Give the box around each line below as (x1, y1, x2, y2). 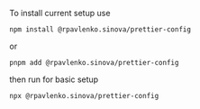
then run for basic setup (9, 74, 99, 85)
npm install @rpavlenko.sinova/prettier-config (9, 25, 192, 34)
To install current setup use (9, 8, 111, 18)
